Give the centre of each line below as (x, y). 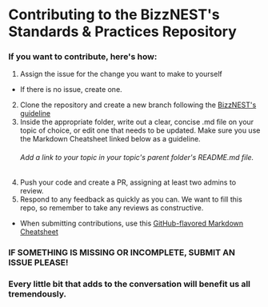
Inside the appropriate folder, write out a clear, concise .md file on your (137, 122)
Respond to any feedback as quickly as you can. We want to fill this (131, 199)
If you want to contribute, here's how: (83, 57)
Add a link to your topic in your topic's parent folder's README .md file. (137, 157)
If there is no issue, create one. (71, 90)
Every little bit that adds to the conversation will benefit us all (129, 284)
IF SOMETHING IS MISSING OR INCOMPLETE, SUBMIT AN (122, 252)
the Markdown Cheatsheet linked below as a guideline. (110, 139)
